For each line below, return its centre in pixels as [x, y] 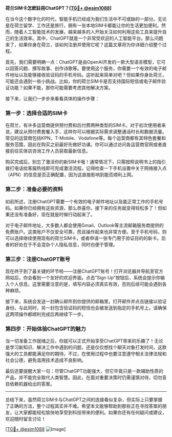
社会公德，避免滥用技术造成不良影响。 [46, 360]
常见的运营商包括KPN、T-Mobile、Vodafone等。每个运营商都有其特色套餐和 [86, 138]
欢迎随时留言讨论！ [26, 419]
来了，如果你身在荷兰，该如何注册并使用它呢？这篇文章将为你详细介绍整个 [84, 45]
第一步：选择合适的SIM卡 [37, 113]
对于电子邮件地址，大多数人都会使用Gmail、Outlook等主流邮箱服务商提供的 [84, 225]
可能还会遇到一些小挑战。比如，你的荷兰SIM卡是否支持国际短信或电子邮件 [83, 81]
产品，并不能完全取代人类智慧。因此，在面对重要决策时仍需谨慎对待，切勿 [84, 377]
